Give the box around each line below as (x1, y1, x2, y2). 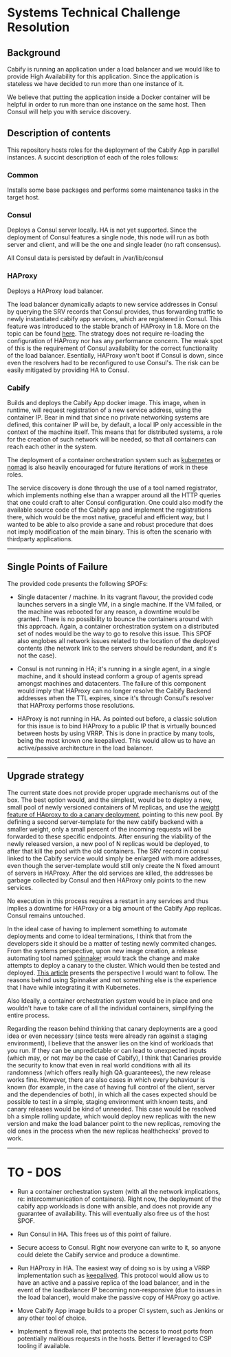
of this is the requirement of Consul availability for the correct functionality (7, 344, 219, 352)
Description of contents (7, 127, 111, 139)
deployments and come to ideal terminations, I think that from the (7, 932, 192, 940)
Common (7, 170, 39, 180)
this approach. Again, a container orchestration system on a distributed (16, 622, 219, 630)
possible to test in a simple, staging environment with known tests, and (7, 1097, 208, 1105)
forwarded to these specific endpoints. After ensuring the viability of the (7, 832, 212, 840)
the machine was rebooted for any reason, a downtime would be (16, 607, 200, 616)
